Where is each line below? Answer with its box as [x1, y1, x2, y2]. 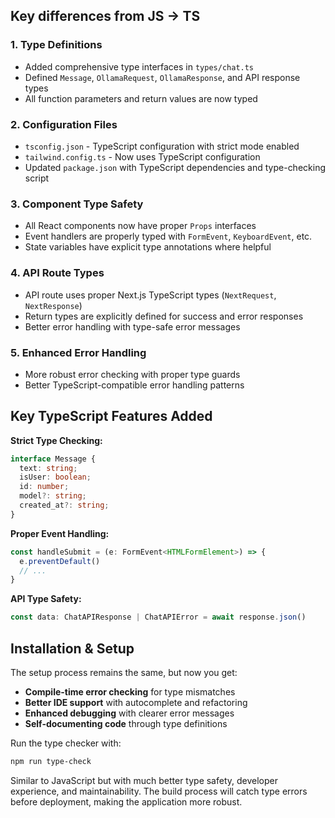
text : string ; [19, 463, 78, 473]
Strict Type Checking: [10, 434, 103, 446]
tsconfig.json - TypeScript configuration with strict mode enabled [24, 140, 300, 152]
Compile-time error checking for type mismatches [24, 686, 236, 698]
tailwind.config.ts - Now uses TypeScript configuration [24, 150, 261, 163]
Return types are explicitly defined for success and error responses [24, 310, 304, 322]
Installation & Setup [10, 640, 135, 657]
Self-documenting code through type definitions [24, 718, 228, 729]
